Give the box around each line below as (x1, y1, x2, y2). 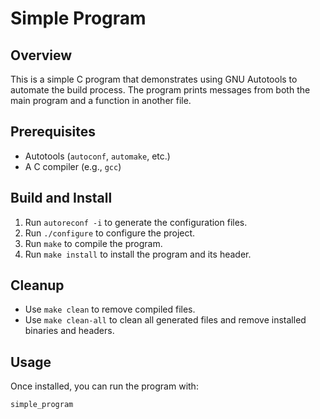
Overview (10, 47, 73, 64)
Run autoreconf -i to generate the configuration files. (24, 216, 248, 228)
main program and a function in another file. (10, 95, 192, 106)
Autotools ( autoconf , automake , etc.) (24, 150, 171, 162)
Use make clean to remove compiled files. (24, 303, 196, 316)
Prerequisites (10, 123, 96, 141)
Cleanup (10, 277, 65, 294)
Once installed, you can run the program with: (10, 380, 199, 392)
